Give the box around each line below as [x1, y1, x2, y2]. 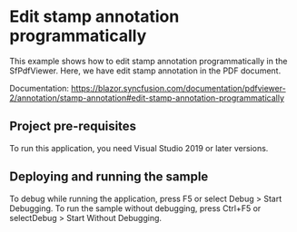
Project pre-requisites [9, 119, 137, 134]
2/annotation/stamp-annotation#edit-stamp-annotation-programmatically [9, 92, 284, 103]
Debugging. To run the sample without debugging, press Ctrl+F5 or [9, 202, 262, 214]
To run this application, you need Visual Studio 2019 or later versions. [9, 142, 269, 153]
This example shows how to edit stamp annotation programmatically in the [9, 55, 288, 66]
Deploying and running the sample [9, 169, 209, 185]
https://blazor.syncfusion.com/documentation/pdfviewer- [71, 82, 286, 93]
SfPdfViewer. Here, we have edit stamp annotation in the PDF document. [9, 65, 282, 76]
